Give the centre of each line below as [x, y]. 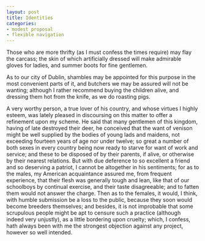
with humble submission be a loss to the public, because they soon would [99, 200]
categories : [21, 23]
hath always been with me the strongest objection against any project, [95, 226]
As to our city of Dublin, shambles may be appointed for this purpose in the [101, 77]
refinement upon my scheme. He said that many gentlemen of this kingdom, [102, 122]
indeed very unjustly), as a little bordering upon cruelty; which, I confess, [99, 220]
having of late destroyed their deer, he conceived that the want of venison [99, 128]
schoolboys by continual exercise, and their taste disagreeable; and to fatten [103, 187]
